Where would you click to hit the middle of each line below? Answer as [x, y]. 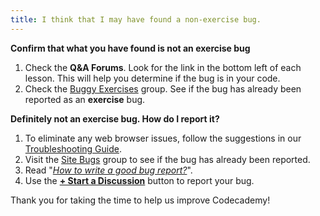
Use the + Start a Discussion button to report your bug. [139, 180]
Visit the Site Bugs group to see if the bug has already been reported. [167, 159]
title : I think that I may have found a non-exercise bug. [136, 19]
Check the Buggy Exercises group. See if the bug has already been [163, 88]
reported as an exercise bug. [85, 99]
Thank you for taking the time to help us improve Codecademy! [140, 200]
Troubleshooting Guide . [73, 148]
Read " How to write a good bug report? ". [108, 170]
